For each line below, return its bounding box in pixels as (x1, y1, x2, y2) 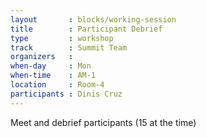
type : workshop (10, 33, 114, 43)
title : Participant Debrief (10, 24, 163, 34)
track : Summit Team (10, 42, 128, 53)
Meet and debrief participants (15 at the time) (10, 116, 197, 128)
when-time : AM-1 (10, 71, 97, 81)
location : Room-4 (10, 80, 105, 90)
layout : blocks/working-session (10, 14, 177, 25)
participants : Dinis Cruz (10, 89, 123, 99)
